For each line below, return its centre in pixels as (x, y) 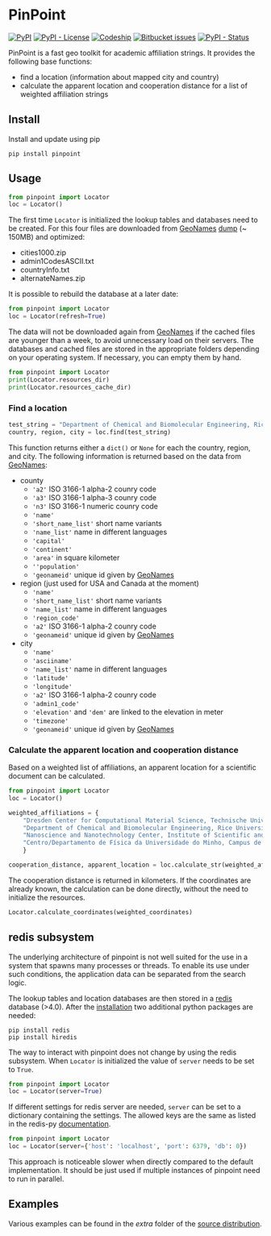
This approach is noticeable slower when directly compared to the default (131, 1162)
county (32, 480)
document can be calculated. (57, 776)
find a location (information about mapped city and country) (119, 77)
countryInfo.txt (45, 270)
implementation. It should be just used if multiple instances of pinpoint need (134, 1171)
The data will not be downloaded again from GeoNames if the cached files (132, 332)
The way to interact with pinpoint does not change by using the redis (123, 1052)
